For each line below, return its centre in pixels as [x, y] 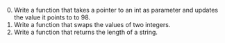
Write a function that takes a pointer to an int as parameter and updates [116, 10]
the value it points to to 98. [52, 17]
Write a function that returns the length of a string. [86, 32]
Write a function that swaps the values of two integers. [92, 25]
